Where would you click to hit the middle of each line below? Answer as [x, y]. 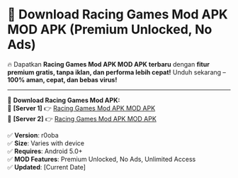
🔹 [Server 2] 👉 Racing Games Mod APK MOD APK [82, 118]
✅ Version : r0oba [33, 135]
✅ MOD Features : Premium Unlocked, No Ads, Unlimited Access [102, 159]
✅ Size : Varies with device [46, 143]
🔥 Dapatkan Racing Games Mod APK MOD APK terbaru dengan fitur [109, 64]
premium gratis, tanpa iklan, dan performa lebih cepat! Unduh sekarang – [117, 72]
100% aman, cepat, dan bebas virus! [62, 79]
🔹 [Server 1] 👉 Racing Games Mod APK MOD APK [81, 108]
